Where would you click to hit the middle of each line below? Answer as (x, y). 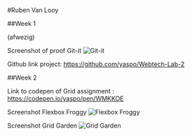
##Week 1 (22, 23)
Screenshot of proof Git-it (44, 51)
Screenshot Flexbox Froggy (47, 112)
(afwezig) (21, 37)
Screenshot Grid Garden (42, 126)
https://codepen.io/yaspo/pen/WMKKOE (66, 98)
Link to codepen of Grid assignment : (61, 91)
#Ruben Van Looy (33, 10)
